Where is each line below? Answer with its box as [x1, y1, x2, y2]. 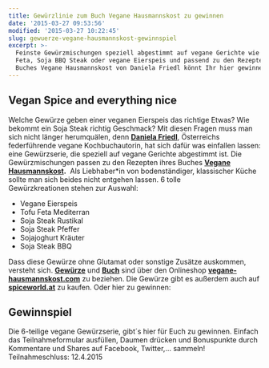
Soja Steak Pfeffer [19, 224, 80, 233]
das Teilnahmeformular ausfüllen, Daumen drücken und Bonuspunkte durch [8, 335, 259, 345]
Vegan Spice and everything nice [8, 94, 178, 107]
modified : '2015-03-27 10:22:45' [8, 26, 120, 34]
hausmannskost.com [8, 273, 81, 283]
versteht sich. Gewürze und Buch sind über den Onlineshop [8, 265, 207, 275]
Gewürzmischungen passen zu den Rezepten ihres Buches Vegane [8, 157, 231, 167]
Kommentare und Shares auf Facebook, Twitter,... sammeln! [8, 344, 206, 354]
